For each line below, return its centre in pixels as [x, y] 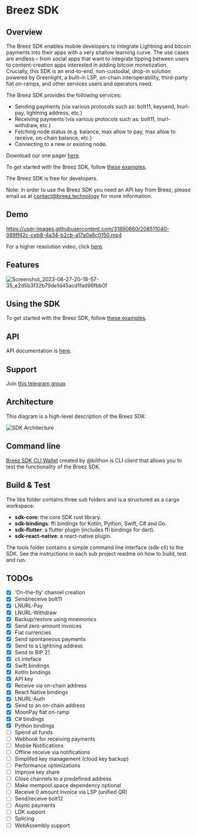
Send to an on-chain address [50, 705]
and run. [16, 560]
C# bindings [29, 719]
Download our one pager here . [43, 156]
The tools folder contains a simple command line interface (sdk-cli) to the [95, 547]
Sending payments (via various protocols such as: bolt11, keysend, [95, 106]
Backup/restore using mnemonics [56, 619]
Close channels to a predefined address [63, 779]
